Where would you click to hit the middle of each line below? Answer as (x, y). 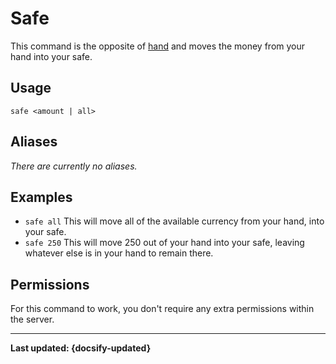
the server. (32, 319)
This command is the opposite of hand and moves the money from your (158, 46)
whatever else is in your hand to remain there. (119, 253)
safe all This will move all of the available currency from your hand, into (174, 221)
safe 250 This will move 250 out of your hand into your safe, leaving (164, 243)
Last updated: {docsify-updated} (81, 348)
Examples (41, 197)
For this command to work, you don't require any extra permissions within (162, 309)
